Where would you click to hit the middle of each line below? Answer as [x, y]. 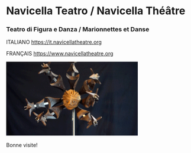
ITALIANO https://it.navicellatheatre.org [54, 42]
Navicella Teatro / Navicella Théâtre [96, 11]
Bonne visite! [22, 145]
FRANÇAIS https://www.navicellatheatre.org [60, 54]
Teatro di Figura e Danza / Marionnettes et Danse [78, 30]
